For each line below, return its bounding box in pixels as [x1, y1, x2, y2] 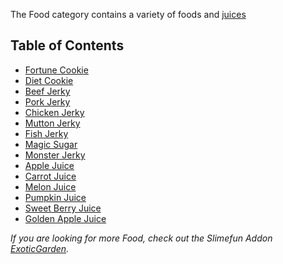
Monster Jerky [24, 149, 86, 161]
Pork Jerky [24, 95, 71, 108]
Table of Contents [10, 37, 125, 54]
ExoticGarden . [10, 242, 70, 254]
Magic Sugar [24, 138, 78, 150]
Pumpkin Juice [24, 191, 87, 203]
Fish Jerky [24, 127, 69, 139]
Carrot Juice [24, 170, 77, 182]
